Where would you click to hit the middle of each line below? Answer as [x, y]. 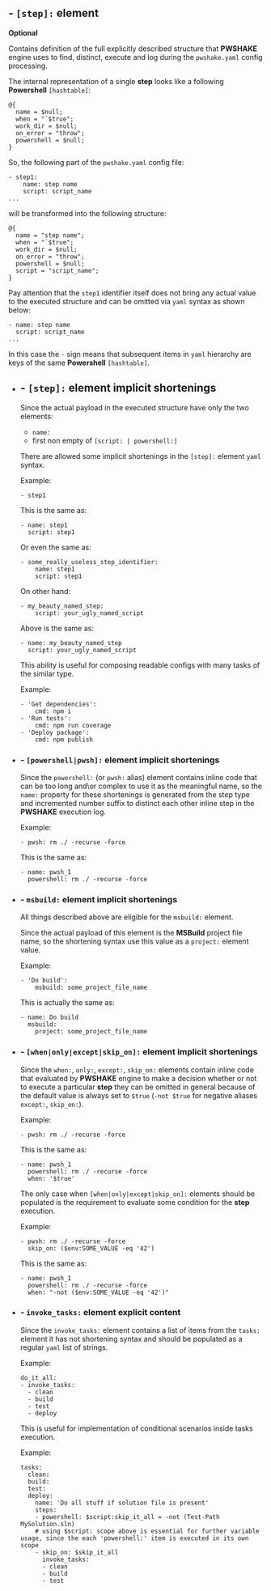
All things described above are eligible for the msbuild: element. [127, 917]
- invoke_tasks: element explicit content [100, 1313]
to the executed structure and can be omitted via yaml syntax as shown [127, 301]
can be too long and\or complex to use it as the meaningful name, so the [141, 786]
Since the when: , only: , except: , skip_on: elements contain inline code [137, 1069]
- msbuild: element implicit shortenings [99, 899]
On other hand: [45, 591]
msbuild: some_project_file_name [91, 988]
